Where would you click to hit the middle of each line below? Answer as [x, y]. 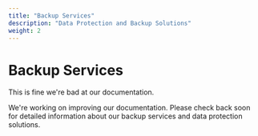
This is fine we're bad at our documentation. [81, 92]
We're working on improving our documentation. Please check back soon [129, 108]
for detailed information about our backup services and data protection [125, 116]
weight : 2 [25, 30]
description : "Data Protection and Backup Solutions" [100, 23]
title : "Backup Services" [51, 16]
